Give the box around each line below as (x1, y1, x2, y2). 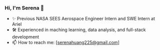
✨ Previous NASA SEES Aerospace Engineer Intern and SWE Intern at (11, 16, 155, 22)
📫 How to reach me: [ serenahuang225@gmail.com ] (11, 40, 119, 46)
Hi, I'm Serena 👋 (4, 4, 44, 11)
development (11, 34, 39, 40)
